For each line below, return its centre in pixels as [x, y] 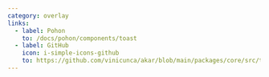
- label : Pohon [40, 30]
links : [18, 23]
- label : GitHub [42, 46]
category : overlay [38, 16]
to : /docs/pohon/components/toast [79, 38]
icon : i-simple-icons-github [71, 53]
